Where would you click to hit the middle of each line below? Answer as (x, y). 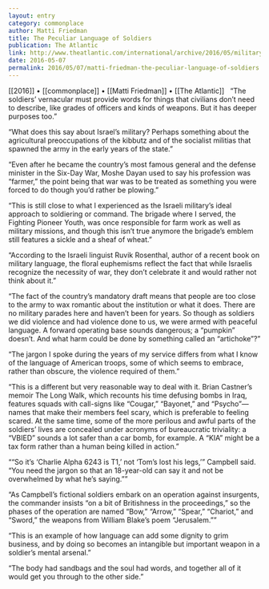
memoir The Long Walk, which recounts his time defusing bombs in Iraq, (128, 395)
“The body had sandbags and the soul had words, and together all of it (125, 568)
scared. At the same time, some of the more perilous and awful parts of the (132, 421)
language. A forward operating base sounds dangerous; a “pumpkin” (122, 330)
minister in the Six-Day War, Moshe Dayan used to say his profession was (129, 172)
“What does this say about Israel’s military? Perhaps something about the (129, 131)
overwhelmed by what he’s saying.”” (68, 478)
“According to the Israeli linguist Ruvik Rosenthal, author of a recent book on (134, 255)
